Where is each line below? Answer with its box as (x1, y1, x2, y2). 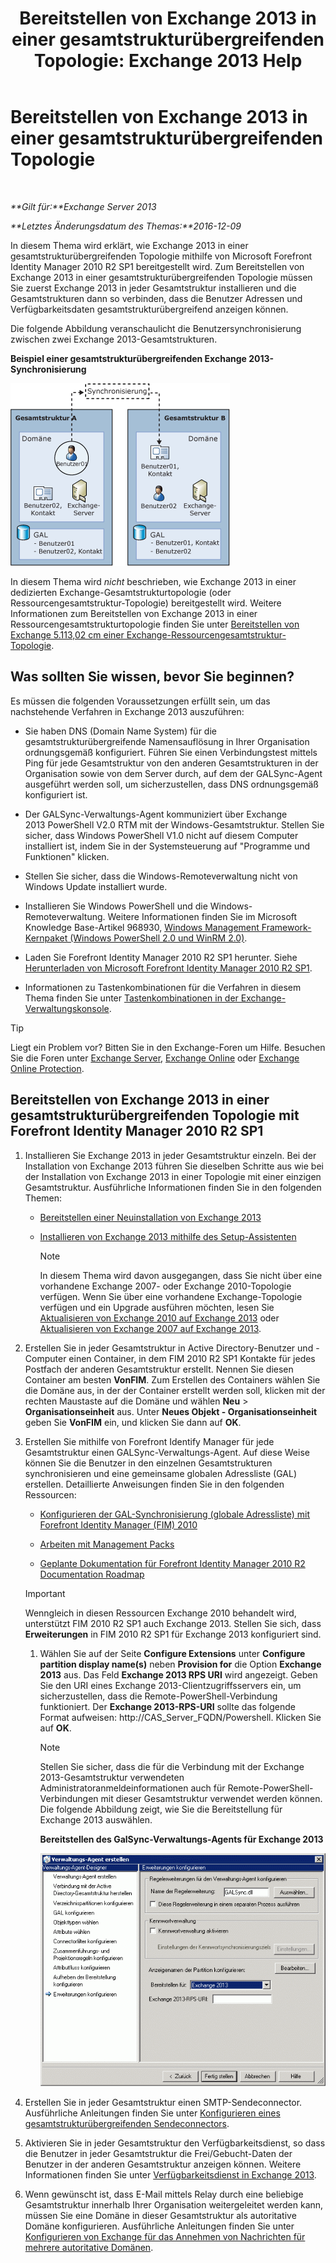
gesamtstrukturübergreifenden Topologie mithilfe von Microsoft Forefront (10, 250, 313, 262)
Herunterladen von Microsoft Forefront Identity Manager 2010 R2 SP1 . (24, 962, 313, 974)
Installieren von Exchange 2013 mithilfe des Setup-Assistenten (39, 1230, 297, 1242)
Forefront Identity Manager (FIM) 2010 (39, 1518, 198, 1531)
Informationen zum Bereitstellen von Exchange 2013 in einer (10, 607, 258, 619)
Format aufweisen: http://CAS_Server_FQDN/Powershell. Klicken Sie (39, 1711, 322, 1723)
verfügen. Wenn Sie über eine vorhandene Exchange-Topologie (39, 1290, 303, 1302)
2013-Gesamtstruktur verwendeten (39, 1771, 185, 1783)
